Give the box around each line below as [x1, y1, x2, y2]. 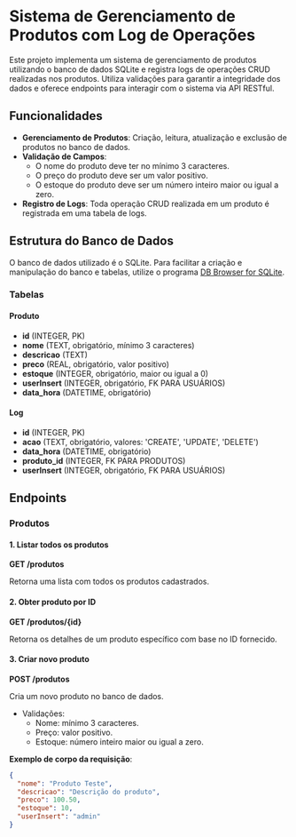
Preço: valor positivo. [35, 727, 113, 737]
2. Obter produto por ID [9, 597, 97, 607]
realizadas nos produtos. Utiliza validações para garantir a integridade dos [9, 73, 281, 84]
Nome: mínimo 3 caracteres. [35, 717, 139, 728]
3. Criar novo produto [9, 654, 90, 665]
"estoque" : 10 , [17, 804, 74, 813]
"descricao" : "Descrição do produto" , [17, 787, 161, 796]
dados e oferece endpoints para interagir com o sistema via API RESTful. [9, 83, 275, 93]
